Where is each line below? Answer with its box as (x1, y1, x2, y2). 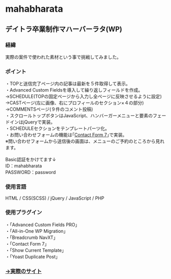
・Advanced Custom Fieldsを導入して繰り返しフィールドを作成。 (5, 87, 143, 93)
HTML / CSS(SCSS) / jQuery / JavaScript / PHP (5, 195, 105, 201)
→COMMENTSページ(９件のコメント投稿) (5, 106, 93, 113)
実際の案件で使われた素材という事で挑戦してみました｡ (5, 54, 119, 60)
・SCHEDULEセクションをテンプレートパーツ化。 (5, 125, 110, 132)
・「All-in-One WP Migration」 (5, 228, 68, 234)
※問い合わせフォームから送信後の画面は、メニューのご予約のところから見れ (5, 138, 165, 144)
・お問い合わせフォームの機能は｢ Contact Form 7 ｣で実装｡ (5, 132, 125, 138)
